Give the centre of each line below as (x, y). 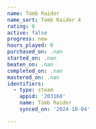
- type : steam (33, 90)
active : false (27, 33)
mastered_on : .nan (33, 77)
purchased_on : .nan (35, 52)
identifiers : (26, 84)
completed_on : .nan (35, 71)
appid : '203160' (43, 97)
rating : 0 (21, 26)
